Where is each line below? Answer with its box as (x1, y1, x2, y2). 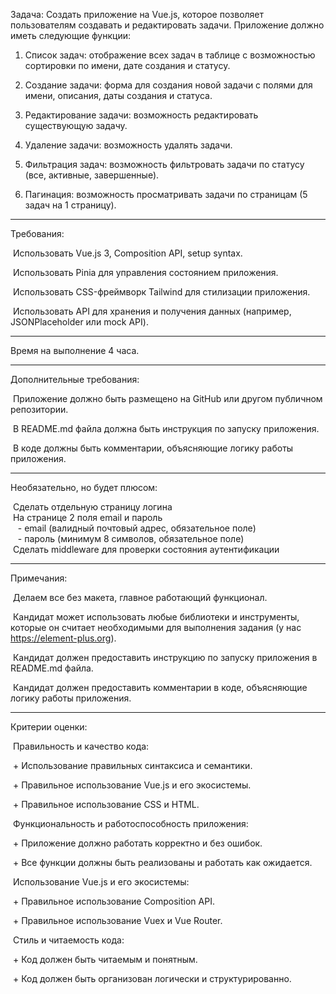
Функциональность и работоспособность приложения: (12, 818, 249, 829)
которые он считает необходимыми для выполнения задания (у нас (10, 622, 302, 633)
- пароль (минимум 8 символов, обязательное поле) (17, 533, 245, 544)
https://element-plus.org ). (10, 632, 117, 644)
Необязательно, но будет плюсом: (10, 482, 158, 493)
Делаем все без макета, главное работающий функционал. (12, 592, 268, 603)
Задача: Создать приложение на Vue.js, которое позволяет (10, 9, 265, 20)
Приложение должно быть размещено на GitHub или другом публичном (12, 393, 323, 404)
